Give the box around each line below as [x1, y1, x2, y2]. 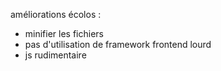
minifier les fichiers [24, 28, 104, 39]
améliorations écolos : [10, 9, 102, 20]
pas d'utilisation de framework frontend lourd [24, 39, 212, 50]
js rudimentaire [24, 49, 87, 61]
